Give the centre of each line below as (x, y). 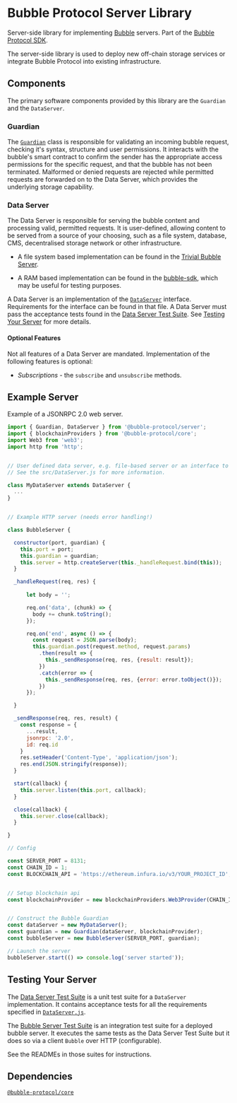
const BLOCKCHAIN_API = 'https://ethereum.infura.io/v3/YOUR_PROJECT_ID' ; (120, 874)
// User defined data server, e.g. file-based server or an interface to (118, 466)
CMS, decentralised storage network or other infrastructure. (95, 243)
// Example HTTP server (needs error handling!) (80, 518)
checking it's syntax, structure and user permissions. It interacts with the (113, 149)
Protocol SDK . (28, 40)
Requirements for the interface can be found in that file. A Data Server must (117, 307)
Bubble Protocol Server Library (100, 13)
